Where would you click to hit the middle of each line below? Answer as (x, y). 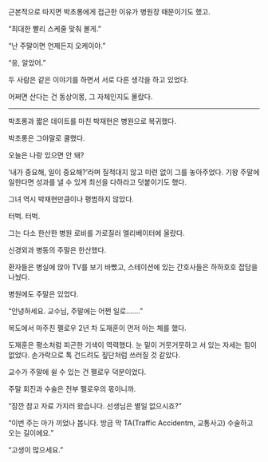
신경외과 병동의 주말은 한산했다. (57, 250)
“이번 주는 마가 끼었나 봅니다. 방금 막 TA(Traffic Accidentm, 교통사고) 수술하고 (131, 423)
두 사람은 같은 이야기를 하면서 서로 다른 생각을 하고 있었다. (99, 80)
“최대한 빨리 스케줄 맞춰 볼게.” (55, 29)
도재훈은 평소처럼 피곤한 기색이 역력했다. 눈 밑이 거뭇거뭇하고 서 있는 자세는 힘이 (133, 345)
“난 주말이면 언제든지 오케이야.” (57, 46)
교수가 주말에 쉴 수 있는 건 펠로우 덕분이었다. (77, 372)
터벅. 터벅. (24, 216)
